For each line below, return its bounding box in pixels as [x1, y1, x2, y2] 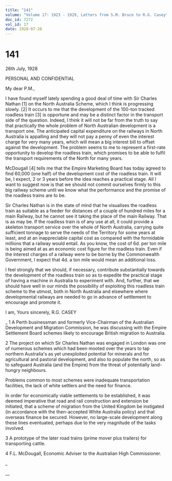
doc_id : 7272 [5, 17, 33, 22]
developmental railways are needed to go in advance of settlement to [5, 294, 152, 300]
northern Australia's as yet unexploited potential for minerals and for [5, 351, 149, 357]
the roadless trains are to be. [5, 193, 66, 199]
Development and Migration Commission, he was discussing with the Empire [5, 325, 167, 331]
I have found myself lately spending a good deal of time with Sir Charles [5, 95, 157, 101]
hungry [5, 367, 20, 373]
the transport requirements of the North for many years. [5, 155, 123, 161]
